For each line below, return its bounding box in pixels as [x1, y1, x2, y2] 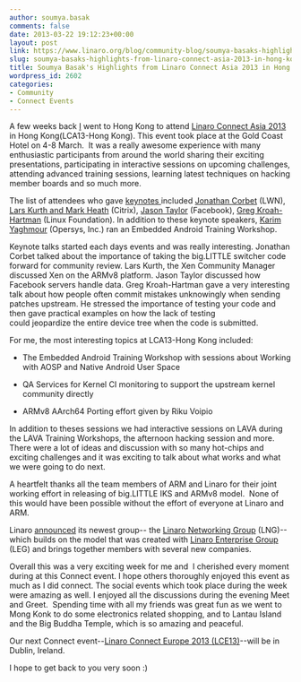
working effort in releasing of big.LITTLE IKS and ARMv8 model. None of [9, 488, 279, 499]
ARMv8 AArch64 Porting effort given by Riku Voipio [21, 406, 213, 417]
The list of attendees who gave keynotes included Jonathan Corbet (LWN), [9, 195, 286, 206]
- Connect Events [9, 96, 74, 106]
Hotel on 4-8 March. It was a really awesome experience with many [9, 140, 262, 151]
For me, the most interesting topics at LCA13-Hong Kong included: [9, 335, 254, 346]
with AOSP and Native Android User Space [21, 362, 181, 373]
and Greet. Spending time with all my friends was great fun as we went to [9, 600, 282, 610]
